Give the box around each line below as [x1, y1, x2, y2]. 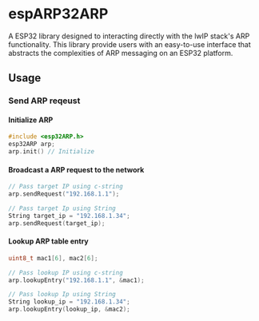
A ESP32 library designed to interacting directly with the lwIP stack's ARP [8, 31, 250, 41]
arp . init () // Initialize [8, 148, 94, 156]
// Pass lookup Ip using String [8, 291, 116, 299]
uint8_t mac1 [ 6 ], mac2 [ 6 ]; [8, 254, 98, 262]
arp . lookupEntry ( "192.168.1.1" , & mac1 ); [8, 276, 145, 284]
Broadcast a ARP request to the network [8, 164, 145, 174]
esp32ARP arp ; [8, 141, 56, 149]
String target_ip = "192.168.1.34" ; [8, 212, 130, 220]
